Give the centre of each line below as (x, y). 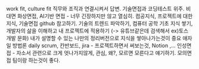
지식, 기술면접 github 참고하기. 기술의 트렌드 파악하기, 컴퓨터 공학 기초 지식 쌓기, (99, 23)
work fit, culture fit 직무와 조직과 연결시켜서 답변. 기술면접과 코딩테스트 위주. (95, 9)
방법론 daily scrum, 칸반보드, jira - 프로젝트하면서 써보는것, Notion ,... (94, 45)
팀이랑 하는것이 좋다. (36, 60)
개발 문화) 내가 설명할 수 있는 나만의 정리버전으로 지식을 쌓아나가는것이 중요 (94, 38)
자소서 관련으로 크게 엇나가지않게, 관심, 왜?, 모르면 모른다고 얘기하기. (96, 53)
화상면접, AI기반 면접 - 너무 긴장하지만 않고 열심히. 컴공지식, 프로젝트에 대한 (105, 16)
